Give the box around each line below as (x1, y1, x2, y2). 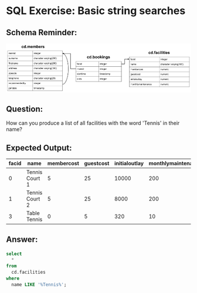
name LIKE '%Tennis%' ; (11, 281, 67, 288)
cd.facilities (11, 270, 46, 275)
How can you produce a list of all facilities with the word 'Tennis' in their (6, 120, 180, 127)
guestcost (84, 160, 110, 167)
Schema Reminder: (6, 28, 77, 38)
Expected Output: (6, 142, 72, 153)
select (6, 251, 22, 257)
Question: (6, 104, 43, 114)
